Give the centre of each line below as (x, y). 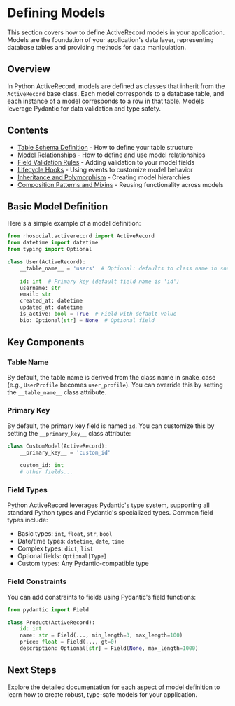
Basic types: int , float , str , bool (65, 534)
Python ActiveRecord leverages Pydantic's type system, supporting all (108, 505)
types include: (28, 520)
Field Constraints (37, 581)
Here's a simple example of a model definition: (74, 223)
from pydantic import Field (48, 610)
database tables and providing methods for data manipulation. (97, 47)
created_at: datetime (51, 301)
